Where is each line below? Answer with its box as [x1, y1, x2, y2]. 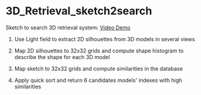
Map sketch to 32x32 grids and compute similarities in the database [14, 65, 183, 72]
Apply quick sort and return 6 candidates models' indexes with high [14, 76, 182, 84]
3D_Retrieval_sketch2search [5, 4, 152, 18]
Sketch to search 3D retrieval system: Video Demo [5, 24, 131, 31]
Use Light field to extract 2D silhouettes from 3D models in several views [14, 35, 195, 42]
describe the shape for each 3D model [14, 53, 110, 60]
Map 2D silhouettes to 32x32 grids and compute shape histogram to [14, 47, 184, 54]
